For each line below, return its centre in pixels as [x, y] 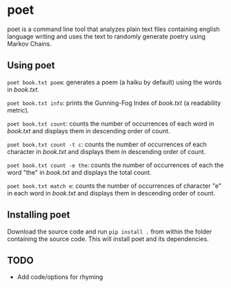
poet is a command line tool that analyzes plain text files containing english [114, 29]
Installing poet [39, 215]
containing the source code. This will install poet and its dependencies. [108, 239]
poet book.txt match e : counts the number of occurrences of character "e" [114, 186]
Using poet [31, 65]
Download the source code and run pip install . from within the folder [110, 231]
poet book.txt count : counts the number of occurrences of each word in [111, 124]
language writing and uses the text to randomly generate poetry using [106, 36]
